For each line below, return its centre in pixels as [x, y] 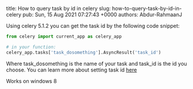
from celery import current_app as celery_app [64, 37]
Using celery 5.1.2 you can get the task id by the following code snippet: [93, 26]
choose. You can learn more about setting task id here [72, 70]
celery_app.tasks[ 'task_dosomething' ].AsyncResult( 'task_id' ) [84, 52]
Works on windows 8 [31, 81]
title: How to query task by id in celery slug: [58, 8]
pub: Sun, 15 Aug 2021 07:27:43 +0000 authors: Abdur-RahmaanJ [102, 15]
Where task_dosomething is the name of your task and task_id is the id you [97, 63]
